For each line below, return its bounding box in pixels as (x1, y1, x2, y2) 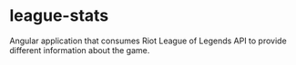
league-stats (9, 5, 109, 26)
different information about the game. (9, 44, 150, 55)
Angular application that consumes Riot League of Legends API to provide (9, 35, 287, 46)
